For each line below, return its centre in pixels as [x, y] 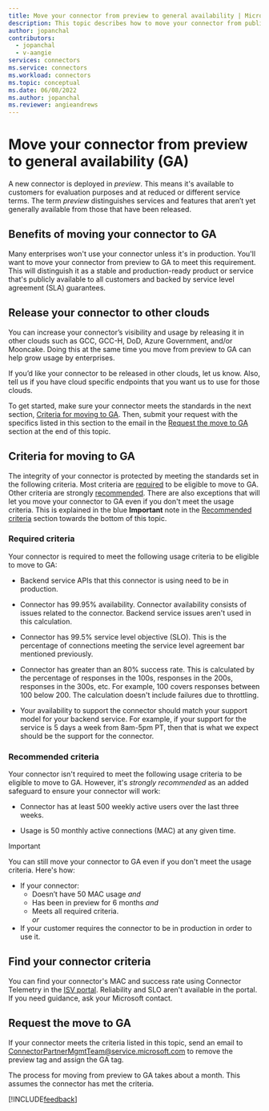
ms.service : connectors [48, 68]
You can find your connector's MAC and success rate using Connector [125, 981]
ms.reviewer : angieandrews [53, 105]
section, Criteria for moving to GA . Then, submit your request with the [123, 414]
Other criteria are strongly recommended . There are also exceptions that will [134, 492]
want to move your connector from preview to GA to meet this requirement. [132, 262]
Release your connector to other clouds [109, 313]
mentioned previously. [56, 654]
